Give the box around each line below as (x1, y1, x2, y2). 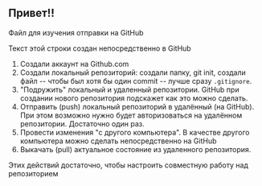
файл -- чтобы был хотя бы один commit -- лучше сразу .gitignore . (19, 76, 252, 85)
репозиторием (8, 168, 59, 178)
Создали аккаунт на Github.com (19, 59, 129, 68)
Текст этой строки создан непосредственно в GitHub (8, 43, 191, 53)
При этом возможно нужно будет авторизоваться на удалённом (19, 110, 243, 120)
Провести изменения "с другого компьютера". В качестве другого (19, 127, 250, 137)
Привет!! (8, 6, 55, 20)
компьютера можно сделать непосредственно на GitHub (19, 136, 217, 146)
